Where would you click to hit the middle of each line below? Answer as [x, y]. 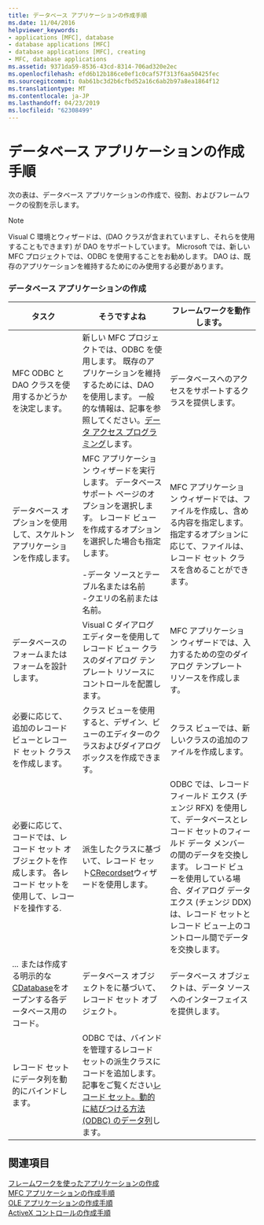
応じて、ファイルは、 [209, 546]
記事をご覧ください [117, 1085]
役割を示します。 [56, 205]
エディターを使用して [121, 636]
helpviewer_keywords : [44, 30]
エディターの [129, 734]
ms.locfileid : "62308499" [50, 111]
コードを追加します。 [121, 1073]
